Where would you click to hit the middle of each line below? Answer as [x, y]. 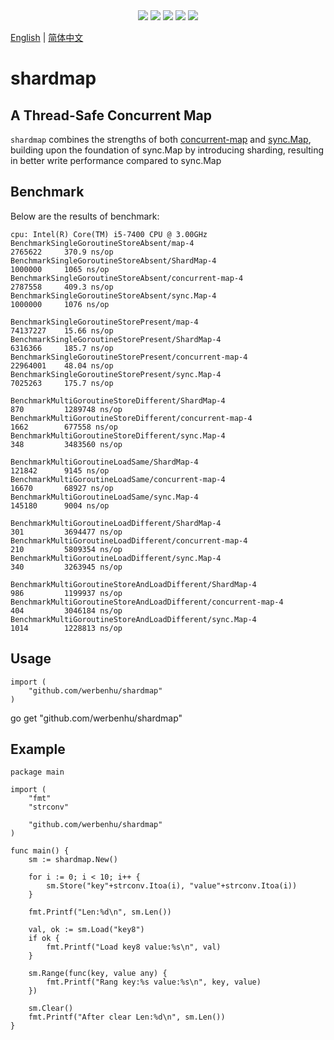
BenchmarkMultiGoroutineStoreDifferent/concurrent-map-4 [131, 418]
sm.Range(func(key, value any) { [98, 974]
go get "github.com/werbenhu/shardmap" [96, 718]
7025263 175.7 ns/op [62, 383]
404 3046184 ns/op [66, 610]
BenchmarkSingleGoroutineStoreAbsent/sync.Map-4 [113, 295]
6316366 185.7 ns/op [62, 348]
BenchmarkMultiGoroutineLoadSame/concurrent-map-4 [118, 479]
